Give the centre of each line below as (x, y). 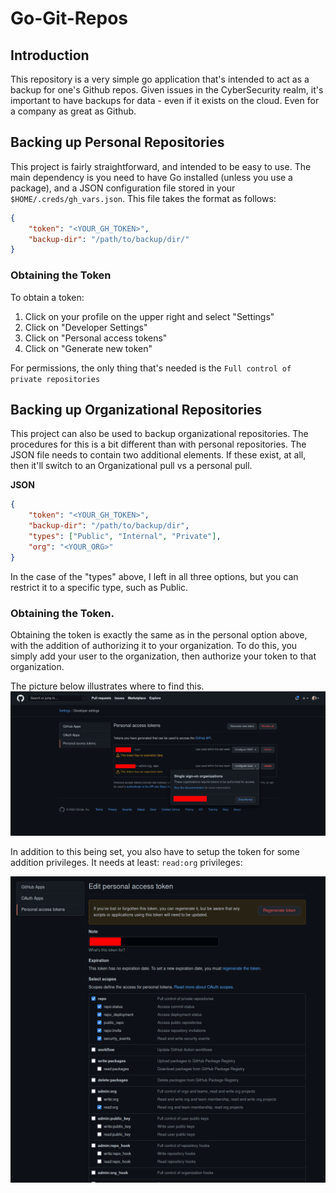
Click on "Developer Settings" (86, 327)
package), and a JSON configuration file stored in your (123, 188)
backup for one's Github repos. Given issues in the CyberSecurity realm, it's (167, 90)
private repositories (55, 379)
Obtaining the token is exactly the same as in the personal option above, (159, 634)
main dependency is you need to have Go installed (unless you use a (151, 177)
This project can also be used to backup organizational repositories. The (159, 434)
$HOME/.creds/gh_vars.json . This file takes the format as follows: (143, 198)
